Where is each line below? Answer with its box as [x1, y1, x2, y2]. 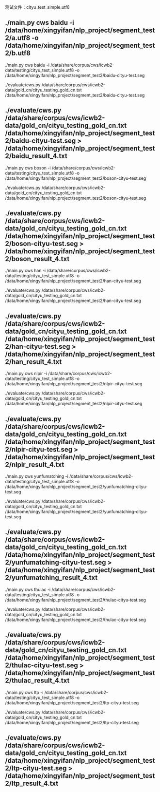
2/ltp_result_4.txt [5, 779, 59, 788]
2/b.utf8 [5, 49, 31, 57]
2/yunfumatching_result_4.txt [5, 574, 98, 582]
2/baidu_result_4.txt [5, 152, 68, 160]
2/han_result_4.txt [5, 358, 62, 366]
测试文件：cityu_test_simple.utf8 [5, 4, 70, 10]
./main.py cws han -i [5, 267, 46, 274]
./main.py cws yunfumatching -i [5, 473, 69, 479]
